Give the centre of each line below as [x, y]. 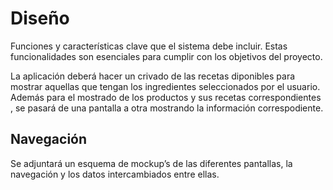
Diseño [40, 18]
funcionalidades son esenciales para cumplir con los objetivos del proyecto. [166, 56]
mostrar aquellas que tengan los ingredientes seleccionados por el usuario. [165, 86]
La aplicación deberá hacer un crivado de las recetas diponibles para [153, 76]
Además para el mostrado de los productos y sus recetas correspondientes [166, 97]
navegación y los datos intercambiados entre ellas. [115, 174]
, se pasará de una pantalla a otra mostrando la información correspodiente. [167, 108]
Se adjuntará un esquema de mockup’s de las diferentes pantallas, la [151, 163]
